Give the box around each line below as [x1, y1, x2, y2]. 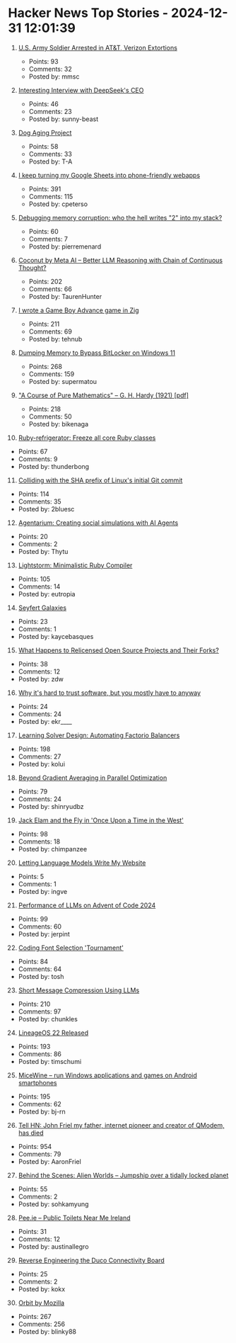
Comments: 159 [28, 370, 75, 378]
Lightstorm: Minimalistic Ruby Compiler [18, 561, 133, 569]
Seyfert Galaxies [18, 603, 66, 612]
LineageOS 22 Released [18, 1028, 89, 1037]
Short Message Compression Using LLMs [18, 986, 140, 994]
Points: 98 [18, 829, 48, 838]
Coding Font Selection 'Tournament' [18, 943, 124, 952]
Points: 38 [18, 659, 48, 668]
